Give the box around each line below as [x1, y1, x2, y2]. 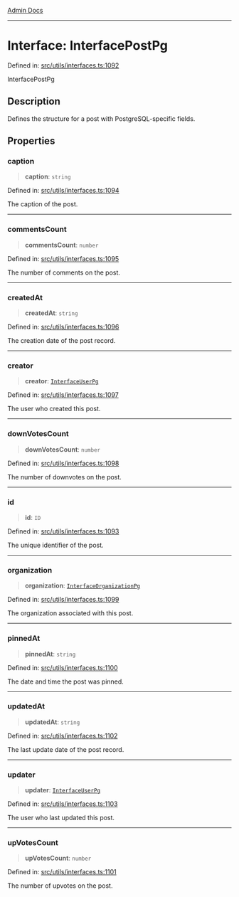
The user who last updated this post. [7, 814, 115, 822]
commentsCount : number [24, 240, 99, 249]
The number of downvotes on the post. [7, 472, 122, 481]
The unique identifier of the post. [7, 541, 105, 549]
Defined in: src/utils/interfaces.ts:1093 [7, 526, 119, 536]
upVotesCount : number [24, 854, 92, 863]
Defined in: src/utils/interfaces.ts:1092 [7, 60, 119, 70]
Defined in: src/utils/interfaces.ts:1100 [7, 663, 119, 672]
